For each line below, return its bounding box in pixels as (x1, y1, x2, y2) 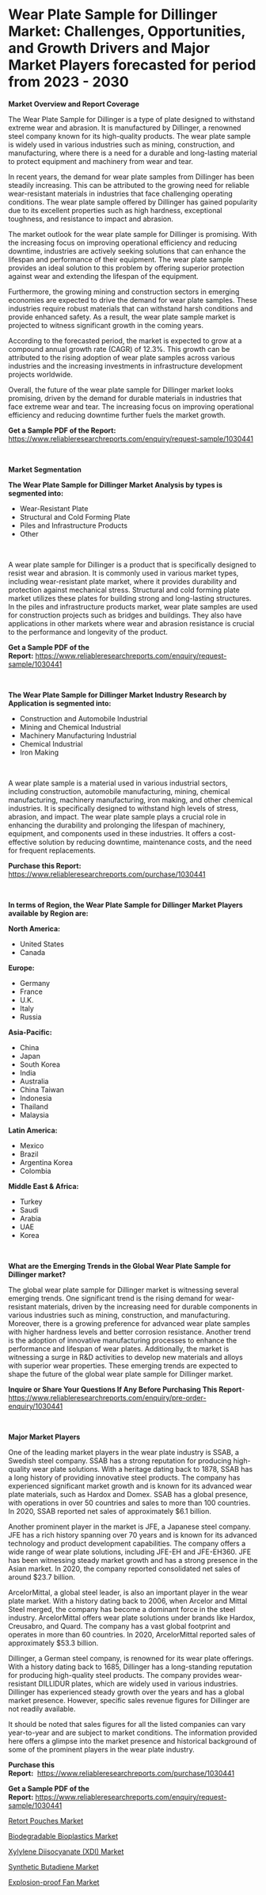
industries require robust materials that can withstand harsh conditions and (8, 304, 253, 313)
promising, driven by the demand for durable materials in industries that (8, 393, 242, 403)
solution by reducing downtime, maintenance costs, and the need (38, 837, 252, 846)
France (19, 987, 44, 996)
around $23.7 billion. (8, 1572, 75, 1582)
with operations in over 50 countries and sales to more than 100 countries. (8, 1498, 251, 1507)
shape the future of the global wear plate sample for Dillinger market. (8, 1369, 234, 1378)
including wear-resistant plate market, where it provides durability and (8, 576, 237, 586)
